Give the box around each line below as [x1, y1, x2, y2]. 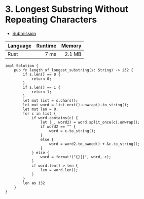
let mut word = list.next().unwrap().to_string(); [23, 102, 129, 107]
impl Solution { [5, 63, 38, 68]
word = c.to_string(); [49, 128, 96, 133]
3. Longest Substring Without [5, 3, 129, 15]
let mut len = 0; [23, 107, 58, 112]
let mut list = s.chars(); [23, 98, 78, 103]
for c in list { [23, 111, 56, 116]
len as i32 [23, 180, 45, 186]
